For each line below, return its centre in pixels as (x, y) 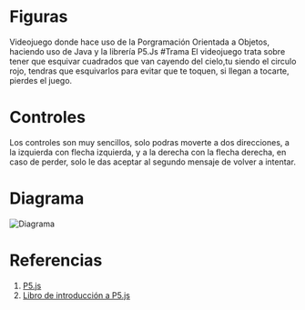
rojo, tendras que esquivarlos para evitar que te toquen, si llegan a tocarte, (149, 71)
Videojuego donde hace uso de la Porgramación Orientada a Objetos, (140, 42)
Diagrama (47, 199)
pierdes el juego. (41, 80)
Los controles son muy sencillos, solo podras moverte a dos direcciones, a (149, 142)
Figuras (39, 17)
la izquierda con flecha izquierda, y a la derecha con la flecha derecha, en (148, 152)
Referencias (56, 260)
